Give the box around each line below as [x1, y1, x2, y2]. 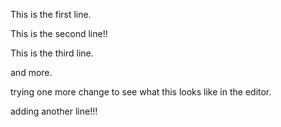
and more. [10, 67, 53, 78]
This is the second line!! [10, 28, 108, 39]
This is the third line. [10, 47, 94, 59]
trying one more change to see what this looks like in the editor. [10, 86, 272, 98]
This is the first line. [10, 9, 92, 20]
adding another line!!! [10, 105, 98, 117]
